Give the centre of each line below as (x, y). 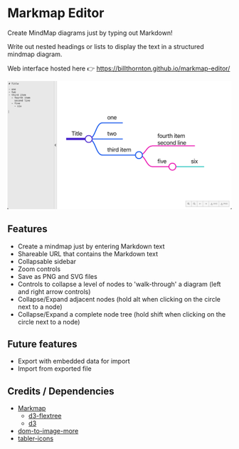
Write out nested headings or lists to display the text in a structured (106, 46)
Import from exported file (54, 369)
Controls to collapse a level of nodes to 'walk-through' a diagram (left (119, 284)
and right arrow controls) (54, 291)
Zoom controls (39, 269)
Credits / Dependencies (61, 391)
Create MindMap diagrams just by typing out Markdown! (90, 33)
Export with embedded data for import (74, 361)
